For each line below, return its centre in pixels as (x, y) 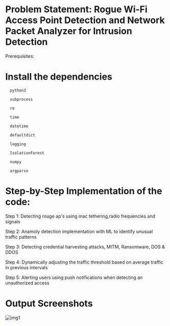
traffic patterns (21, 237)
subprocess (21, 99)
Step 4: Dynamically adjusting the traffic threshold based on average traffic (84, 262)
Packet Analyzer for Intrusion (69, 31)
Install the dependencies (59, 77)
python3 (18, 90)
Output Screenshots (49, 304)
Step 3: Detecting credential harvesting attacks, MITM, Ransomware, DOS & (85, 247)
